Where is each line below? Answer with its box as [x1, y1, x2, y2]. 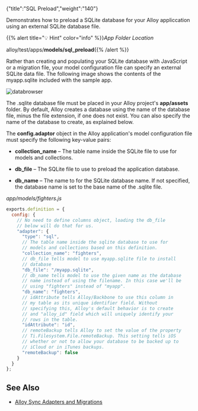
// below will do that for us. [17, 222, 94, 229]
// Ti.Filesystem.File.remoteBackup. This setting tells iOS [21, 333, 177, 339]
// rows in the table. [21, 317, 78, 323]
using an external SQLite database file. [6, 23, 101, 30]
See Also [6, 383, 40, 393]
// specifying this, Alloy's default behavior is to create [21, 305, 174, 311]
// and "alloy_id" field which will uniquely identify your [21, 311, 174, 317]
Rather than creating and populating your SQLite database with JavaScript [6, 58, 188, 65]
